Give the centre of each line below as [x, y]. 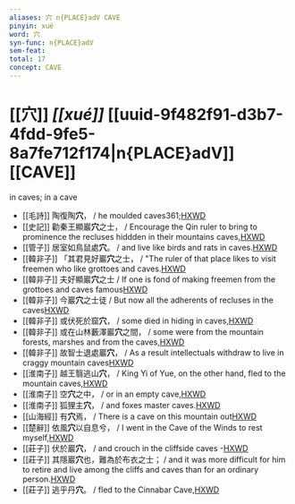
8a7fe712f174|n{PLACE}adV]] [122, 154]
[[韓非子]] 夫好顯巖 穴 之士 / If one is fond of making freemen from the [148, 279]
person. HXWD [49, 479]
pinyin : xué [31, 26]
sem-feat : [28, 51]
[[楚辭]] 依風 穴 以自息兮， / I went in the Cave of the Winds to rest [142, 427]
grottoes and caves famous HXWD [85, 289]
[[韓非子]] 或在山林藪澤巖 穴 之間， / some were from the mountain [143, 331]
